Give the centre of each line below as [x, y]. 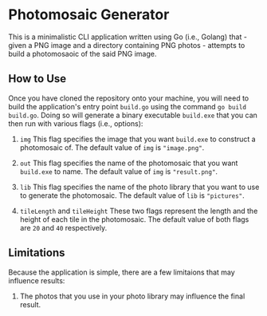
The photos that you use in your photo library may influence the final [132, 296]
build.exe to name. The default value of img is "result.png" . [118, 171]
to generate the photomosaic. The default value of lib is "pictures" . [132, 195]
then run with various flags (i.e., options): [76, 123]
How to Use [37, 79]
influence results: [37, 280]
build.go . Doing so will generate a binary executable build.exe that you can [133, 115]
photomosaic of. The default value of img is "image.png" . [112, 147]
